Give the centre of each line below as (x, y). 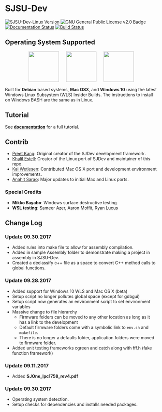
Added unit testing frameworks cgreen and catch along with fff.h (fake (82, 348)
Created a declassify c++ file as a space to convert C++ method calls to (84, 263)
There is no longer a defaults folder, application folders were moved (87, 337)
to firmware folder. (38, 343)
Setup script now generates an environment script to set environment (81, 301)
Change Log (24, 223)
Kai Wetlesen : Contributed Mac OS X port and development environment (84, 169)
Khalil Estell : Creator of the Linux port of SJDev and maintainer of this (81, 159)
